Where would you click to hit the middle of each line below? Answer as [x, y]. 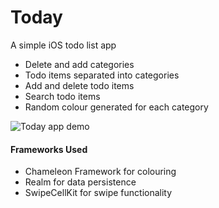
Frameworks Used [49, 149]
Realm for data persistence [80, 182]
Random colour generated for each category [116, 107]
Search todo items [62, 96]
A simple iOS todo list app [63, 45]
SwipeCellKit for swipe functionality [98, 193]
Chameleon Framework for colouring [100, 172]
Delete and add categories [79, 64]
